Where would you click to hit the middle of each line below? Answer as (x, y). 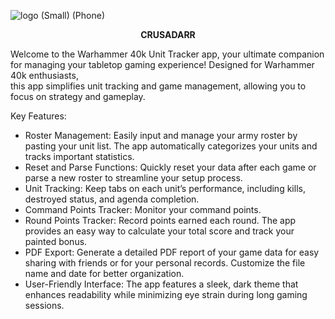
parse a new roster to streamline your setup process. (133, 178)
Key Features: (38, 116)
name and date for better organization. (104, 273)
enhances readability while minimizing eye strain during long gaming (166, 294)
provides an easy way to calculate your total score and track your (159, 231)
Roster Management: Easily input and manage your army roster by (161, 135)
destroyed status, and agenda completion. (112, 199)
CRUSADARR (168, 34)
